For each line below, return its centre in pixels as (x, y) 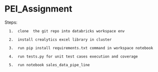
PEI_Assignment (39, 9)
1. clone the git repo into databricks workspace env (67, 31)
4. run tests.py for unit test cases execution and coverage (73, 57)
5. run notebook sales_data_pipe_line (49, 65)
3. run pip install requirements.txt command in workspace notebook (81, 48)
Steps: (11, 22)
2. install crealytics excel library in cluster (60, 40)
